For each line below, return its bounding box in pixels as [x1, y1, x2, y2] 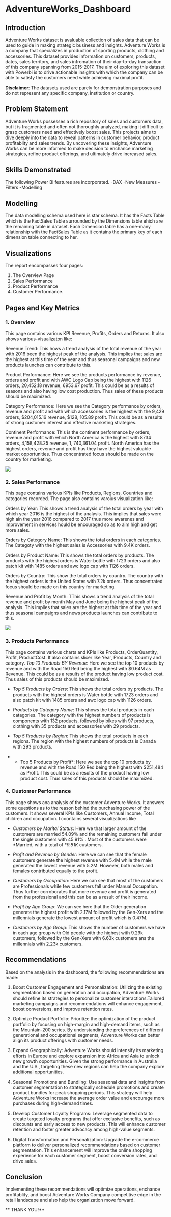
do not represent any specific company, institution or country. [5, 90, 135, 96]
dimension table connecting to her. [5, 234, 78, 240]
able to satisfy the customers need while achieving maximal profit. [5, 75, 144, 80]
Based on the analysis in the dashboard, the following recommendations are [5, 969, 164, 975]
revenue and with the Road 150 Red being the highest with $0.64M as [5, 665, 151, 671]
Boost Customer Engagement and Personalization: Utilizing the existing [12, 984, 162, 990]
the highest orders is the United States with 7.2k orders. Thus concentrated [5, 578, 163, 585]
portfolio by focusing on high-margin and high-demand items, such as [12, 1021, 160, 1027]
